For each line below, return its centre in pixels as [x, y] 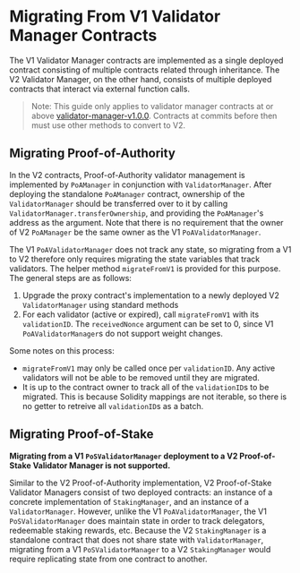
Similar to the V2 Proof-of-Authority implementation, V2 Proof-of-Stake [141, 483]
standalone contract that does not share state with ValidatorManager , [137, 540]
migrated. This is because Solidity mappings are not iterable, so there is [154, 397]
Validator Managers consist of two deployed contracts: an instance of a [141, 492]
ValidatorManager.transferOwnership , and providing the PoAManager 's [137, 213]
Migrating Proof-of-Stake [81, 435]
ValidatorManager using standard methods [100, 304]
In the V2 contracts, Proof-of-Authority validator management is [127, 175]
